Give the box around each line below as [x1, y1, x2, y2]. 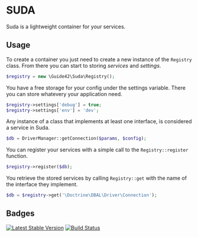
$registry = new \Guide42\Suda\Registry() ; [6, 73, 115, 80]
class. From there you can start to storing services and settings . [6, 62, 161, 69]
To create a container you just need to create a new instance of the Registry [6, 55, 192, 62]
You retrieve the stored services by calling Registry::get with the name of [6, 175, 187, 182]
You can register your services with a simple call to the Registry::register [6, 146, 189, 153]
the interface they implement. [6, 181, 78, 188]
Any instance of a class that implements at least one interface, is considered [6, 118, 192, 125]
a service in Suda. [6, 124, 50, 131]
